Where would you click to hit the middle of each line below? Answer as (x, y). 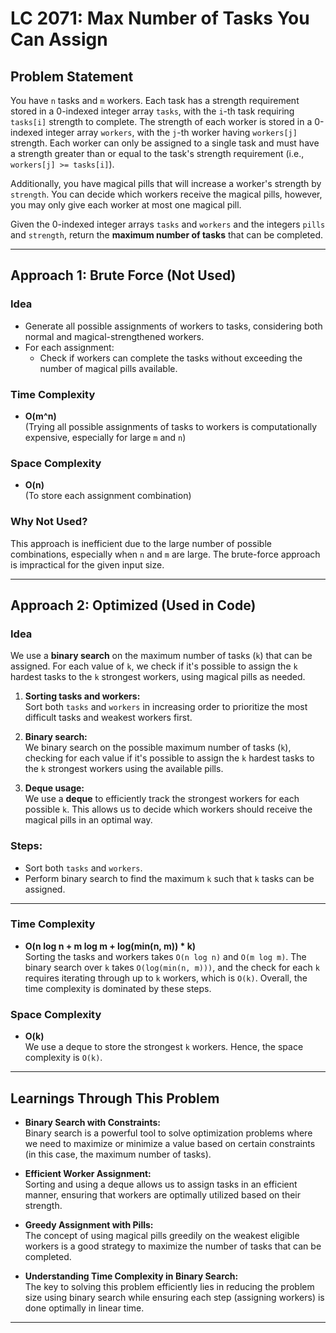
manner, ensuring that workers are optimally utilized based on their (163, 1194)
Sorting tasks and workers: (82, 696)
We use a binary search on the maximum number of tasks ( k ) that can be (161, 656)
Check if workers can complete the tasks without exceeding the (171, 358)
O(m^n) (40, 416)
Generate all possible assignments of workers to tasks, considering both (173, 326)
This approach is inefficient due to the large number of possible (141, 543)
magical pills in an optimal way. (88, 820)
